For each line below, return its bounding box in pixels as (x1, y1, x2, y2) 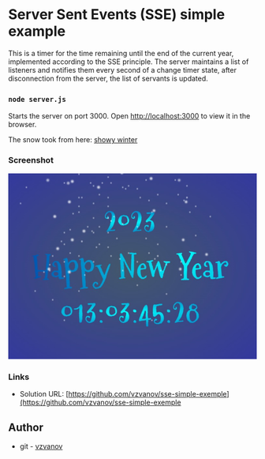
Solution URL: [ (19, 389, 69, 399)
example (8, 22, 66, 40)
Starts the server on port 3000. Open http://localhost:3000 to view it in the (8, 111, 251, 121)
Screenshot (8, 155, 54, 166)
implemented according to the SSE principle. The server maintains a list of (8, 57, 249, 66)
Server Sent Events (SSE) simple (8, 6, 226, 24)
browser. (8, 120, 37, 130)
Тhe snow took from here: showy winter (8, 135, 138, 145)
